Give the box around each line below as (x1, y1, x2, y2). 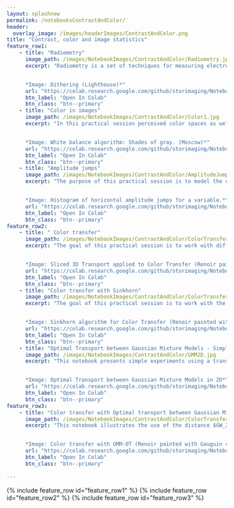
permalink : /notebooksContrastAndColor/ (6, 17, 126, 24)
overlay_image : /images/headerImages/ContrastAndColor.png (13, 29, 189, 37)
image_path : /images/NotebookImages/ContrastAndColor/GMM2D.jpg (24, 351, 217, 358)
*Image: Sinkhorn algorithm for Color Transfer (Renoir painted (24, 319, 217, 326)
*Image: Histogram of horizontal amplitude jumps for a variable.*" (24, 197, 229, 204)
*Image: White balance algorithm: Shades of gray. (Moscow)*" (24, 139, 210, 146)
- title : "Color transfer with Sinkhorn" (19, 287, 141, 294)
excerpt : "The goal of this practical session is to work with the (24, 300, 226, 307)
